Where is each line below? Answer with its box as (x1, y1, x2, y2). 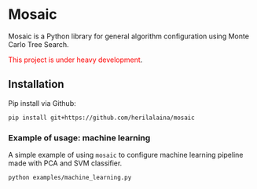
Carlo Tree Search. (8, 39, 69, 49)
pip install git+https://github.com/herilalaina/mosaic (8, 114, 195, 122)
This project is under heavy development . (8, 55, 143, 64)
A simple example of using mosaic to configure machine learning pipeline (8, 150, 244, 159)
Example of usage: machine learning (8, 132, 151, 143)
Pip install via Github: (8, 98, 76, 107)
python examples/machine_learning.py (8, 173, 132, 181)
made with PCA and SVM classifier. (8, 158, 123, 168)
